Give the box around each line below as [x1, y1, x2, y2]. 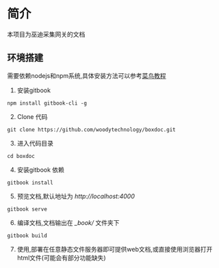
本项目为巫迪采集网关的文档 [7, 30, 86, 38]
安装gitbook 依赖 [16, 165, 65, 174]
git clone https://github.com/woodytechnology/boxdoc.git [7, 126, 176, 133]
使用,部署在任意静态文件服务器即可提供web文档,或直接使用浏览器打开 [16, 245, 213, 253]
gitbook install [7, 179, 53, 186]
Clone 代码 [16, 112, 48, 120]
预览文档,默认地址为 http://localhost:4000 [16, 192, 135, 200]
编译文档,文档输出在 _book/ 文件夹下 [16, 218, 120, 226]
